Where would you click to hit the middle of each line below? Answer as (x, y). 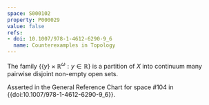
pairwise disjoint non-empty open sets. (63, 73)
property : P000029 (33, 20)
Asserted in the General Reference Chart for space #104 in (90, 87)
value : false (26, 26)
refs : (15, 33)
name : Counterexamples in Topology (64, 45)
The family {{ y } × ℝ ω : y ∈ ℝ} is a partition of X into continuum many (104, 66)
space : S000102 (29, 13)
